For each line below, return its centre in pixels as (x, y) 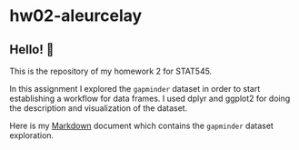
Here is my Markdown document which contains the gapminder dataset (142, 125)
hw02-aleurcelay (76, 16)
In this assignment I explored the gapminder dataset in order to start (135, 89)
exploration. (32, 135)
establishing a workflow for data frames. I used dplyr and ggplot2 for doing (150, 98)
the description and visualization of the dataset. (99, 108)
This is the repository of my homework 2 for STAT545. (111, 71)
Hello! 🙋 (32, 50)
